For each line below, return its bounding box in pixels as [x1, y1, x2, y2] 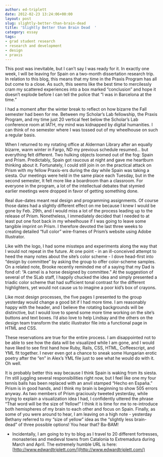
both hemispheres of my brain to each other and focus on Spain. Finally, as [5, 406, 156, 412]
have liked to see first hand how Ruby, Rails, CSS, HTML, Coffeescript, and [5, 345, 155, 351]
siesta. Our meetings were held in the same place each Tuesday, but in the [5, 172, 155, 178]
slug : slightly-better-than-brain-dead [5, 20, 86, 26]
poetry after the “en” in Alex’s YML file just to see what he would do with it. [5, 355, 155, 361]
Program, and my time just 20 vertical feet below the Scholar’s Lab [5, 116, 139, 122]
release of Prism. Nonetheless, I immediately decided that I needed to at [5, 213, 150, 219]
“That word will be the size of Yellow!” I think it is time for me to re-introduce [5, 401, 158, 407]
